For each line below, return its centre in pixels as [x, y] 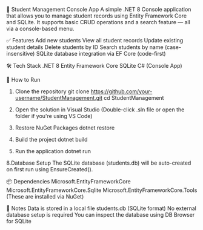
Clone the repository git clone [52, 91]
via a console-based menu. [40, 28]
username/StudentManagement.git [59, 98]
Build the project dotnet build [51, 140]
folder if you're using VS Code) [54, 116]
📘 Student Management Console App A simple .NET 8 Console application [99, 9]
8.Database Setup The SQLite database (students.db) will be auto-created [99, 163]
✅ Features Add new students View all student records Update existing [95, 40]
